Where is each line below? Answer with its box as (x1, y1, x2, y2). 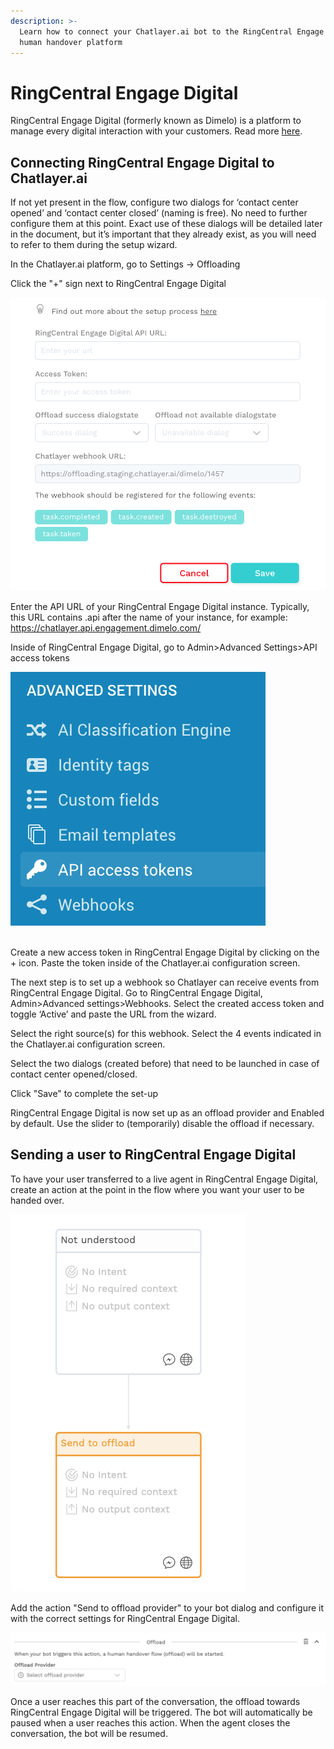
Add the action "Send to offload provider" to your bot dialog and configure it (10, 1601, 325, 1614)
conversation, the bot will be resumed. (10, 1728, 168, 1740)
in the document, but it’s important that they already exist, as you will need (10, 228, 317, 240)
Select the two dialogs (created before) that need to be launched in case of (10, 1057, 320, 1069)
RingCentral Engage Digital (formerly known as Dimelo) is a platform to (10, 115, 302, 127)
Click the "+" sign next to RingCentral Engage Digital (10, 278, 227, 290)
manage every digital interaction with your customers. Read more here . (10, 125, 303, 137)
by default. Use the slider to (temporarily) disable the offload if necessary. (10, 1117, 315, 1129)
